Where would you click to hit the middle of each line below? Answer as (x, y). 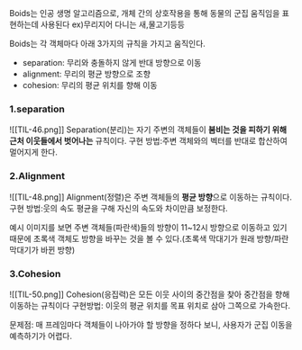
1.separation (37, 109)
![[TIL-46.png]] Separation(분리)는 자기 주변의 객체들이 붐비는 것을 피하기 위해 (148, 130)
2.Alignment (37, 176)
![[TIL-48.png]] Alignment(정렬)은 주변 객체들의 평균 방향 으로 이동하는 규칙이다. (151, 197)
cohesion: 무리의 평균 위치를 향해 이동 (90, 85)
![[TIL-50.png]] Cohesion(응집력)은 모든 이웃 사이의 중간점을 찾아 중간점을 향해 (150, 294)
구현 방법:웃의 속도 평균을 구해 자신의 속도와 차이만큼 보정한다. (119, 208)
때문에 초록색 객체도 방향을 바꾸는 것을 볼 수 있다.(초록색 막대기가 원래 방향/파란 (149, 238)
